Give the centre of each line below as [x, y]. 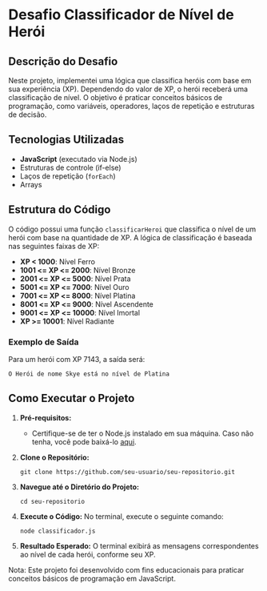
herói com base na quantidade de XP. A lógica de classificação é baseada [130, 237]
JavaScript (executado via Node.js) [78, 159]
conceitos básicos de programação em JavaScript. [92, 578]
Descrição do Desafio [63, 61]
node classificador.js [58, 531]
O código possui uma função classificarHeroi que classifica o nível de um [132, 229]
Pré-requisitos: [46, 417]
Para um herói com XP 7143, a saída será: [77, 359]
